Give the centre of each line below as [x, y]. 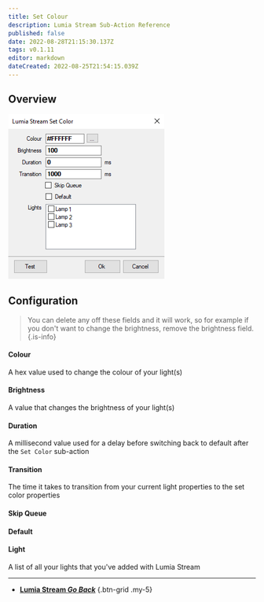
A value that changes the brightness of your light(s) [92, 407]
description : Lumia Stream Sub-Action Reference [89, 25]
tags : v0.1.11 [31, 50]
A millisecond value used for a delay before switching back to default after [128, 443]
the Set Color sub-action [49, 452]
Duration [23, 426]
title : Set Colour [38, 17]
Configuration [43, 301]
